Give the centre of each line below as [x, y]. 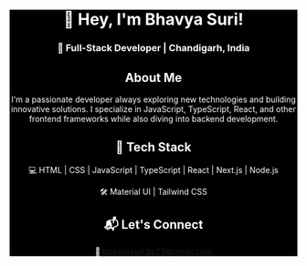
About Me [153, 77]
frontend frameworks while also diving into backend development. [153, 118]
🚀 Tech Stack [153, 147]
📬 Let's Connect [153, 225]
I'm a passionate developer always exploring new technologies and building [153, 99]
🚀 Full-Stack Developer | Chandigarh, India [153, 48]
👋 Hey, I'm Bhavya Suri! [153, 20]
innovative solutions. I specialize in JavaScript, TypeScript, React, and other [153, 108]
